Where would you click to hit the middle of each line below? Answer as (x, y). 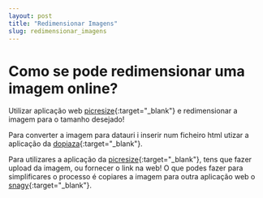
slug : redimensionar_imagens (58, 31)
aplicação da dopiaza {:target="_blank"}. (76, 144)
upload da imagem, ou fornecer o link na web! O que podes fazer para (126, 168)
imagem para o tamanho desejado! (67, 119)
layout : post (30, 16)
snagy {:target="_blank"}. (50, 185)
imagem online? (63, 88)
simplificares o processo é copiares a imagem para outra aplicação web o (132, 177)
